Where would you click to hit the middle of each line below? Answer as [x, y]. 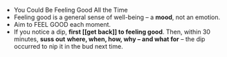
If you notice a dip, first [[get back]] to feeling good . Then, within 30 [112, 32]
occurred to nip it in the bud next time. [68, 46]
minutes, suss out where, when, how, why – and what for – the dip [109, 39]
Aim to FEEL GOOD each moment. [62, 24]
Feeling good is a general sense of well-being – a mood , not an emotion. [117, 17]
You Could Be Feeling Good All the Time [71, 10]
